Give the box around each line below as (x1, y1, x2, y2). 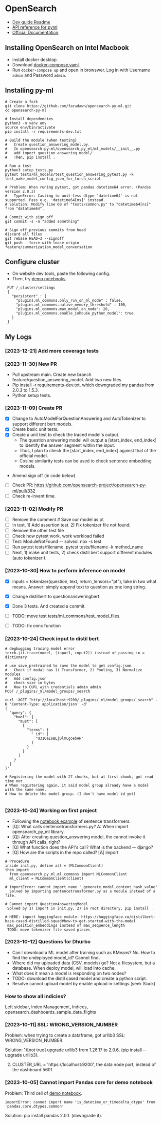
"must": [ (18, 719, 38, 724)
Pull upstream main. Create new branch (12, 372, 91, 377)
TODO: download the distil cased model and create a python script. (12, 975, 147, 981)
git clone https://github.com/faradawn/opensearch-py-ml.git (5, 104, 132, 108)
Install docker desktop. (12, 57, 58, 62)
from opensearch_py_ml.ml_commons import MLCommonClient (9, 872, 127, 876)
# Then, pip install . (5, 155, 55, 160)
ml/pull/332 (12, 488, 36, 494)
